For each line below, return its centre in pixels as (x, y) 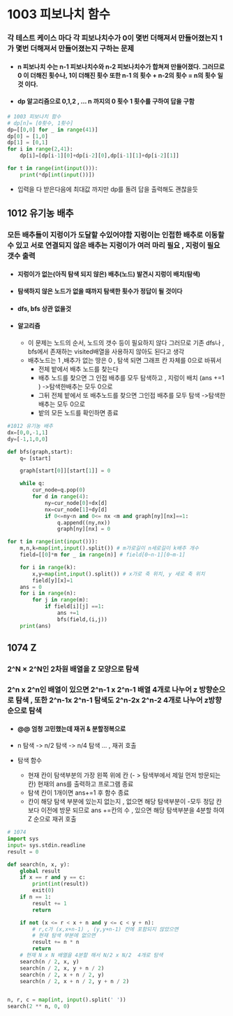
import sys (23, 839)
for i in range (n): (48, 593)
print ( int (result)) (61, 884)
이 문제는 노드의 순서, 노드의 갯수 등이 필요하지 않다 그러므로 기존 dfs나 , (126, 343)
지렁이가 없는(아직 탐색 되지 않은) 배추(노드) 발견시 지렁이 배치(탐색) (109, 274)
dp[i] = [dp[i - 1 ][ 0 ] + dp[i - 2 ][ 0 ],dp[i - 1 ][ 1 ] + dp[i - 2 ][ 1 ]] (100, 156)
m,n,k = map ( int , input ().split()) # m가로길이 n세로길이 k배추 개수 (110, 548)
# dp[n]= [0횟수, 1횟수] (40, 123)
